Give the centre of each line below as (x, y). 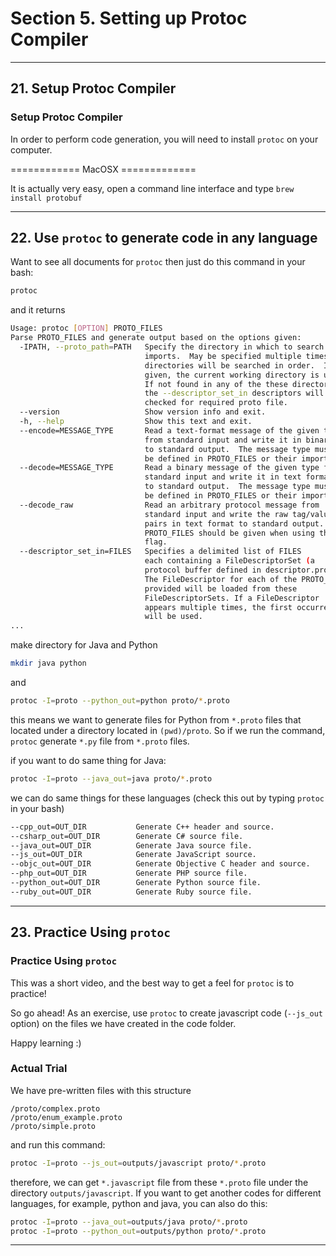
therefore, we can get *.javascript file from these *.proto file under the (159, 1182)
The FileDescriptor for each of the (221, 579)
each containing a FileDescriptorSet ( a (229, 561)
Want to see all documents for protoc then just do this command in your (158, 262)
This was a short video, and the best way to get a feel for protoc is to (152, 983)
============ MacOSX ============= (103, 169)
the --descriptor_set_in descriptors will (234, 393)
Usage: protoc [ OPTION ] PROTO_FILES (86, 328)
